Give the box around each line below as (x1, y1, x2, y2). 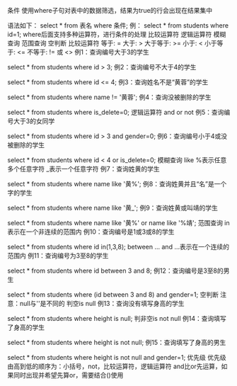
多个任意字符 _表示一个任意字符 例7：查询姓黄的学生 (7, 165, 161, 173)
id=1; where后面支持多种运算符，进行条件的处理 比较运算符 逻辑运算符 (7, 30, 212, 38)
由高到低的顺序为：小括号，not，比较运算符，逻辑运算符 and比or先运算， (7, 362, 221, 370)
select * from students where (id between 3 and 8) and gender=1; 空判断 (7, 290, 219, 299)
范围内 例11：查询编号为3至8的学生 (7, 251, 109, 260)
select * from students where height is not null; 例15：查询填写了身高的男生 (7, 339, 226, 346)
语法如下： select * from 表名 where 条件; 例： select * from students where (7, 21, 229, 30)
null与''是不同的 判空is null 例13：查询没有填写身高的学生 (19, 300, 185, 307)
